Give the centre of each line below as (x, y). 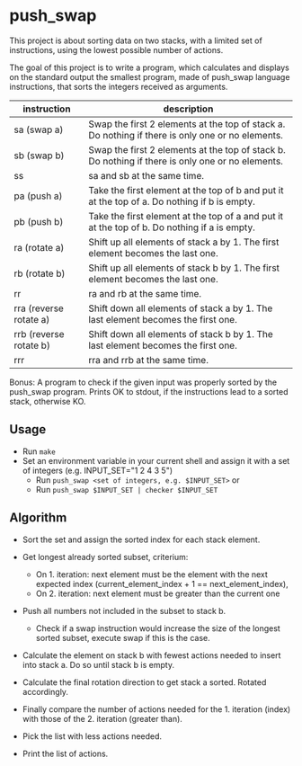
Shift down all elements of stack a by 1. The (181, 308)
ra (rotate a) (39, 247)
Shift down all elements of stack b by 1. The (181, 334)
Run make (39, 451)
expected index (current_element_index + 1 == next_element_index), (162, 583)
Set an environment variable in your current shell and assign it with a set (156, 460)
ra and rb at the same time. (145, 293)
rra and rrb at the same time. (149, 360)
